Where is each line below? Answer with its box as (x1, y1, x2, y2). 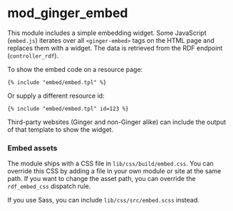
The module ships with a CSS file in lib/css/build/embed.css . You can (7, 159, 214, 168)
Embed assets (7, 143, 58, 153)
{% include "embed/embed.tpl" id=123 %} (7, 105, 130, 112)
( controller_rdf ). (7, 51, 59, 60)
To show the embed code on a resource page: (7, 65, 143, 73)
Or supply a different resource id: (7, 91, 105, 100)
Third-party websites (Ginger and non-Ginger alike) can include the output (7, 118, 227, 126)
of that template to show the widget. (7, 125, 114, 133)
